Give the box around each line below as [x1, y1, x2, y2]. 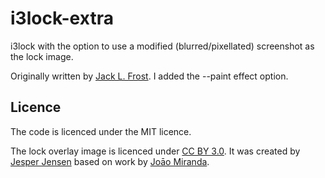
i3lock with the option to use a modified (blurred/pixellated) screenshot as [10, 40, 315, 52]
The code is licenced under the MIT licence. [10, 125, 192, 137]
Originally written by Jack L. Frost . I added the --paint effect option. [10, 70, 289, 82]
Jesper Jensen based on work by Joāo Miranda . [10, 155, 210, 167]
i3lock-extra [10, 7, 114, 30]
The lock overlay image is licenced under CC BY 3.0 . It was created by [10, 145, 301, 157]
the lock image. [10, 50, 74, 62]
